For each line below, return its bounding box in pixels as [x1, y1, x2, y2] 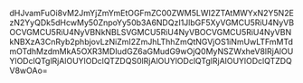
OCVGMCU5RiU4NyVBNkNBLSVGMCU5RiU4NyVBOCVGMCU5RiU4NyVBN [9, 27, 292, 37]
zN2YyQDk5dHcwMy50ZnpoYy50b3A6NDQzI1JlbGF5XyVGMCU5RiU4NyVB [9, 17, 295, 28]
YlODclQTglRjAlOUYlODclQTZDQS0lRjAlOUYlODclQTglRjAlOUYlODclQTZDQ [9, 56, 292, 66]
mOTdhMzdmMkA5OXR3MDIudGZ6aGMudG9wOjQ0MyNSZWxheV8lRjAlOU [9, 46, 294, 57]
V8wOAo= [9, 65, 48, 76]
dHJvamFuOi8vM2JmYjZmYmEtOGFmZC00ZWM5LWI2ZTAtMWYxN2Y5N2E [9, 8, 294, 18]
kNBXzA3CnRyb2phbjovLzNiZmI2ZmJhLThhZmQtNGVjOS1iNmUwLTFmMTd [9, 36, 294, 47]
